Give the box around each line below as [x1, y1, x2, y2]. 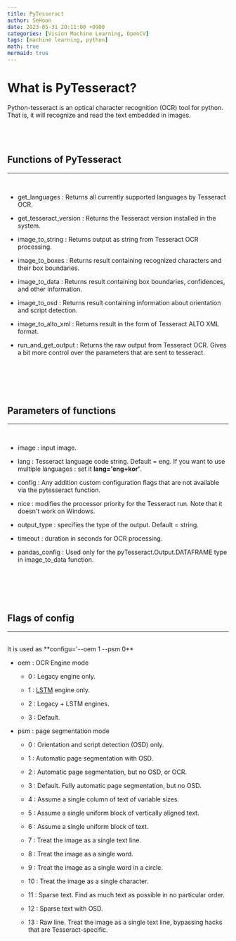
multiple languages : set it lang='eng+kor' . [17, 465, 142, 473]
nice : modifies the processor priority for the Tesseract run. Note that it [17, 500, 223, 508]
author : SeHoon [7, 17, 52, 24]
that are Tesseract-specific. [27, 925, 108, 934]
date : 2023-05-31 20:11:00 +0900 [7, 23, 105, 30]
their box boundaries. [17, 264, 79, 272]
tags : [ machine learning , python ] [7, 37, 109, 44]
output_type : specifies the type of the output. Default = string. [17, 521, 199, 529]
